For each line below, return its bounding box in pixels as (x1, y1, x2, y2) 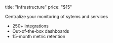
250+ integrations (12, 23, 49, 29)
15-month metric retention (12, 34, 66, 39)
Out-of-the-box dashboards (12, 28, 69, 34)
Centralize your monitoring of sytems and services (5, 14, 108, 19)
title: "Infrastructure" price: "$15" (5, 4, 73, 10)
